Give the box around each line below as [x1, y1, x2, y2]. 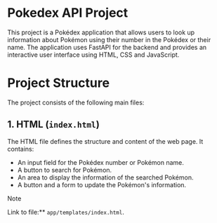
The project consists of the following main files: [7, 98, 145, 107]
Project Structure [7, 75, 110, 91]
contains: [7, 144, 34, 153]
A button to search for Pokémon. [17, 165, 112, 174]
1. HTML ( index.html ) [7, 119, 100, 130]
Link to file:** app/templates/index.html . [7, 208, 124, 216]
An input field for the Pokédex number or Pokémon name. [17, 158, 185, 166]
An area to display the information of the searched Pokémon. [17, 173, 194, 182]
